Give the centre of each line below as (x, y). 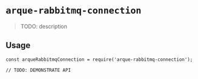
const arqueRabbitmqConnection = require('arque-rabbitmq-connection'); (99, 60)
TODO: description (44, 26)
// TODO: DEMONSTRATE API (38, 70)
